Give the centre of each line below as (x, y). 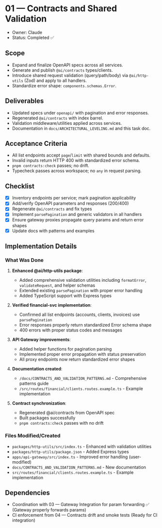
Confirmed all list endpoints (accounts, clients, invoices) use (80, 314)
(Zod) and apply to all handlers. (55, 80)
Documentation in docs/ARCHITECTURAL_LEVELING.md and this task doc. (81, 128)
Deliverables (24, 101)
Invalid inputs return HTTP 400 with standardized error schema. (76, 160)
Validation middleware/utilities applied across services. (67, 123)
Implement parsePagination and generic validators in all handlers (77, 215)
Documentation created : (37, 369)
